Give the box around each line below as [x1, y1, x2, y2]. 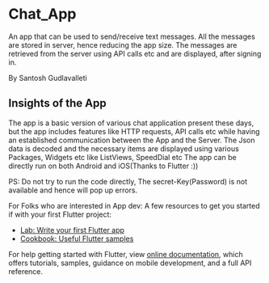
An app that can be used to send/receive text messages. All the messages [8, 32, 256, 41]
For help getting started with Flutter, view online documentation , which [8, 249, 244, 259]
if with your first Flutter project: [8, 209, 111, 219]
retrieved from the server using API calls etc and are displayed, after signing [8, 49, 262, 58]
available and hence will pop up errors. [8, 185, 138, 195]
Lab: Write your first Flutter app [19, 225, 125, 234]
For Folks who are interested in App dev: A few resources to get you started [8, 201, 260, 210]
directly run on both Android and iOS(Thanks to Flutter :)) [8, 161, 199, 171]
